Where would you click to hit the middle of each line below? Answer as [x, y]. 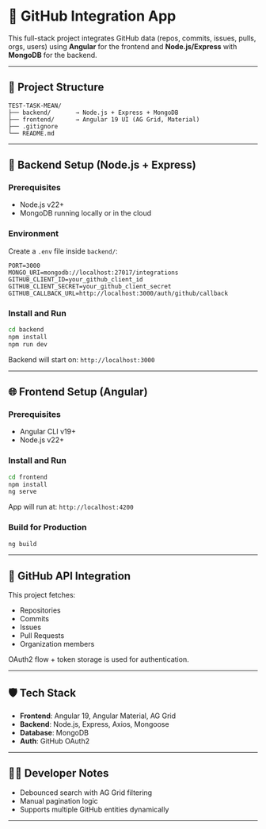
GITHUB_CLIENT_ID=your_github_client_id [76, 279]
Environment [34, 234]
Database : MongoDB [54, 733]
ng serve [23, 492]
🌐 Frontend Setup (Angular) [78, 392]
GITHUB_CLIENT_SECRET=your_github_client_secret [90, 286]
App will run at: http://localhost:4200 [71, 507]
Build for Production [47, 528]
